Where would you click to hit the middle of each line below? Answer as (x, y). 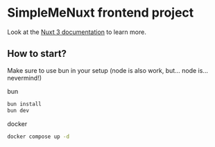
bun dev (18, 110)
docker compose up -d (38, 137)
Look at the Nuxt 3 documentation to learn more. (77, 32)
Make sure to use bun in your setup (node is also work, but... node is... (108, 70)
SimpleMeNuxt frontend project (101, 13)
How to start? (37, 54)
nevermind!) (25, 78)
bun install (24, 104)
